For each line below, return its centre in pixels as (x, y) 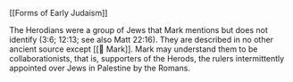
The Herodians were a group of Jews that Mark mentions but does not (138, 30)
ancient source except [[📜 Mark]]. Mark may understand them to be (134, 49)
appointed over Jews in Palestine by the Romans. (100, 68)
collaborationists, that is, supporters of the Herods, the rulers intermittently (147, 58)
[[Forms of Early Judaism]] (59, 13)
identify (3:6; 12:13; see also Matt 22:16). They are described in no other (142, 40)
